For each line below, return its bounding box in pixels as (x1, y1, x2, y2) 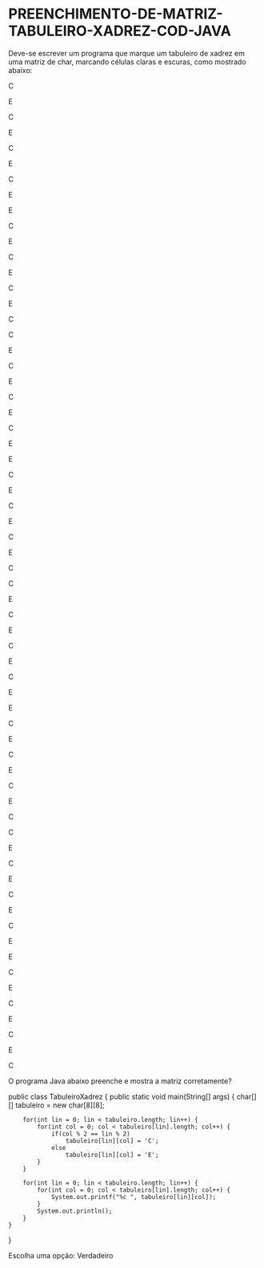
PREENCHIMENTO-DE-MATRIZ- (8, 5, 223, 23)
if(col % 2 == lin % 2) (50, 1129, 130, 1138)
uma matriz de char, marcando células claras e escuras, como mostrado (8, 57, 246, 67)
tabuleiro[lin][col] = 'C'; (65, 1136, 159, 1144)
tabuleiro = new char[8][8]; (15, 1100, 105, 1110)
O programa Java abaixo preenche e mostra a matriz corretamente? (8, 1076, 232, 1086)
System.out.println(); (37, 1207, 113, 1215)
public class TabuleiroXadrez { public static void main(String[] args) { (8, 1091, 235, 1101)
